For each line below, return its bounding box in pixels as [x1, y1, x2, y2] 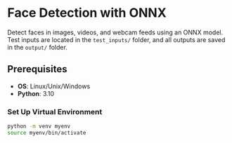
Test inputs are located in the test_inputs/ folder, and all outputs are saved [7, 35, 226, 43]
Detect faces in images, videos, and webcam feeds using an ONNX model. [7, 28, 224, 36]
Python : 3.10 [17, 89, 55, 97]
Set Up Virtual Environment [7, 107, 103, 116]
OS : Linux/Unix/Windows [17, 82, 91, 90]
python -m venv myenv [7, 123, 71, 130]
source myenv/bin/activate [7, 129, 86, 136]
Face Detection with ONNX [7, 5, 167, 21]
